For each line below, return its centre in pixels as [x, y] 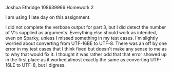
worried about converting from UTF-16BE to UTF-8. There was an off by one [86, 43]
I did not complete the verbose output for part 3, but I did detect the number [86, 27]
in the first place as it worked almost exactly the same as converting [77, 60]
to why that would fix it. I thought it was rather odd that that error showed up [86, 54]
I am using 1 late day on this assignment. [48, 17]
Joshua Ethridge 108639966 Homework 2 [50, 7]
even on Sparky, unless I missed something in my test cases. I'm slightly [82, 38]
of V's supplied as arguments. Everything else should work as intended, [81, 32]
